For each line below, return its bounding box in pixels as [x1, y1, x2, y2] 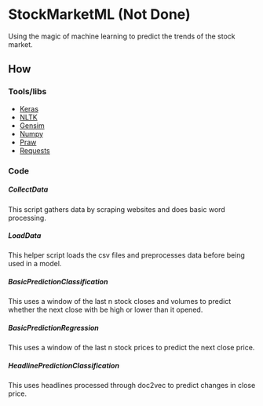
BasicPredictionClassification [8, 277, 108, 287]
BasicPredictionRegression [8, 324, 100, 333]
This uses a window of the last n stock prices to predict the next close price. [8, 343, 255, 353]
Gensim [19, 120, 45, 130]
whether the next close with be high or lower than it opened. [8, 305, 203, 315]
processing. [8, 213, 47, 222]
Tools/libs [8, 86, 47, 97]
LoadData [8, 231, 42, 240]
